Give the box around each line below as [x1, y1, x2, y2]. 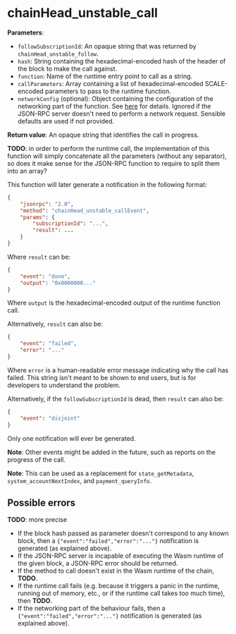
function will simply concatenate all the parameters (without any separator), [7, 152, 227, 160]
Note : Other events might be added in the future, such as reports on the [7, 448, 216, 456]
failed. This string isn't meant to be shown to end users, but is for [7, 373, 197, 382]
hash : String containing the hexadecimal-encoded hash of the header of [17, 56, 226, 65]
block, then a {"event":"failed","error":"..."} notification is [17, 537, 199, 545]
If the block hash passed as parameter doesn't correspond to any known [17, 529, 229, 537]
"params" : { [20, 214, 55, 221]
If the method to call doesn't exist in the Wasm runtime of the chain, [17, 566, 215, 575]
